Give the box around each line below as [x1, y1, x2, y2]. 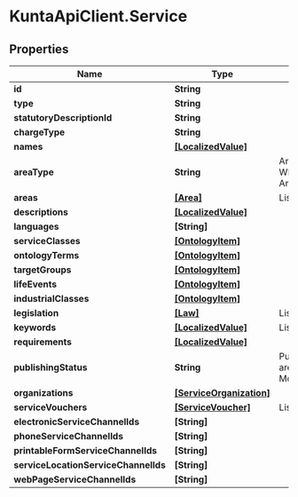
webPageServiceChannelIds [13, 473, 137, 485]
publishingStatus [13, 361, 88, 374]
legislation [13, 307, 59, 319]
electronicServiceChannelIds [13, 415, 140, 428]
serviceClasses [13, 235, 82, 247]
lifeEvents [13, 278, 58, 290]
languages [13, 220, 59, 233]
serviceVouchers [13, 401, 88, 414]
